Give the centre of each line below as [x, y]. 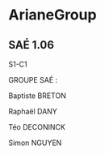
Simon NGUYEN [35, 143]
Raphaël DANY [33, 111]
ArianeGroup [52, 15]
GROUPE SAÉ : [33, 80]
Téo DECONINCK [37, 127]
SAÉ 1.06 [31, 45]
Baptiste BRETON [37, 96]
